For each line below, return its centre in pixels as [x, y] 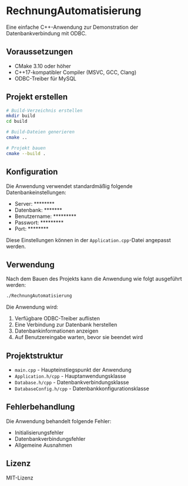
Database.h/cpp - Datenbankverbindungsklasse [72, 382]
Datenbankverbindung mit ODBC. [46, 33]
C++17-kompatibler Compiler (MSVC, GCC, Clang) [75, 72]
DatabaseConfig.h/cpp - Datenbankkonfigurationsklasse [82, 388]
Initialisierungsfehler [39, 433]
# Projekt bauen [26, 148]
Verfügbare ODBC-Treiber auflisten [57, 319]
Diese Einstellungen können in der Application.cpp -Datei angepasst [89, 240]
